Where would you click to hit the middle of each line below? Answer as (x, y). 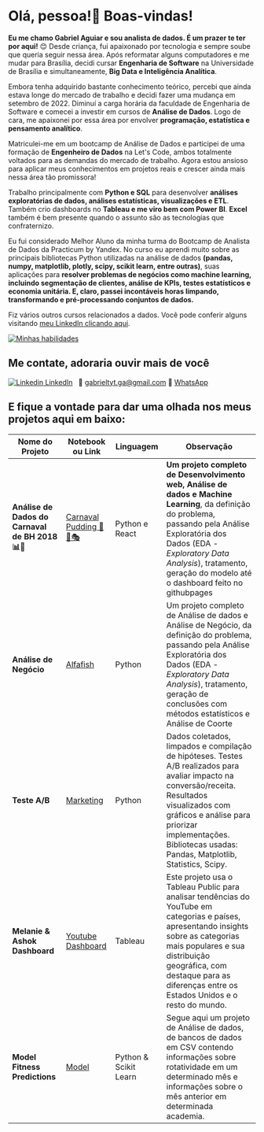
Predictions (34, 1076)
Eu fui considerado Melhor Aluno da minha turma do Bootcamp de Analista (129, 241)
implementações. (198, 834)
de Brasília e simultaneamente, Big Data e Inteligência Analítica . (113, 71)
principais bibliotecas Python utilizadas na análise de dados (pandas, (121, 257)
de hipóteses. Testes (205, 756)
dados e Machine (199, 494)
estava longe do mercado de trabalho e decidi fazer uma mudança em (122, 94)
